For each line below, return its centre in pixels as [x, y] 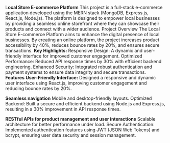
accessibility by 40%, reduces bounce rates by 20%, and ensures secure [82, 45]
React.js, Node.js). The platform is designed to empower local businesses [82, 18]
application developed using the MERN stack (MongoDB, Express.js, [77, 13]
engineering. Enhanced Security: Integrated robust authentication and [79, 67]
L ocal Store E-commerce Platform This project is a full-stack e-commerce [84, 7]
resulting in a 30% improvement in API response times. [63, 109]
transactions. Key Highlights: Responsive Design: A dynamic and [74, 51]
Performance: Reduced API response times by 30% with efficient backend [83, 61]
